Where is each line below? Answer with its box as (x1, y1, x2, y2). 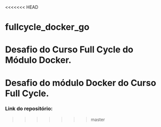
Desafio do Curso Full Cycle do (5, 44, 134, 55)
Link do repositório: (5, 105, 53, 112)
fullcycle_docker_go (5, 22, 90, 33)
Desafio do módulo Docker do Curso (5, 77, 157, 88)
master (91, 116, 105, 123)
